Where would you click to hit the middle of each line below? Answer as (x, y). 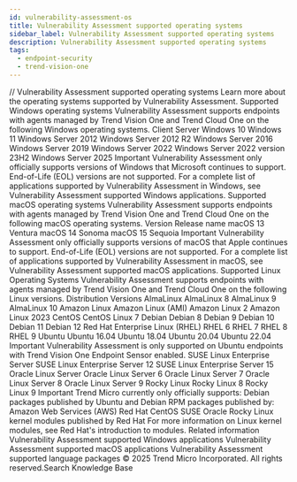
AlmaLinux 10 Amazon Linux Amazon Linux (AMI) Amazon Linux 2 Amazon (145, 308)
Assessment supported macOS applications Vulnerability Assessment (136, 448)
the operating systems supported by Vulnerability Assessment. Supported (144, 101)
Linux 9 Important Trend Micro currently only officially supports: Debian (139, 392)
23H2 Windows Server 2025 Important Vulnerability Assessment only (136, 157)
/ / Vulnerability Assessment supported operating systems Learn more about (147, 92)
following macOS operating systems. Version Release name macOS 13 (137, 223)
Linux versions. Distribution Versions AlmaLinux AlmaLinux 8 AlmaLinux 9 (143, 298)
